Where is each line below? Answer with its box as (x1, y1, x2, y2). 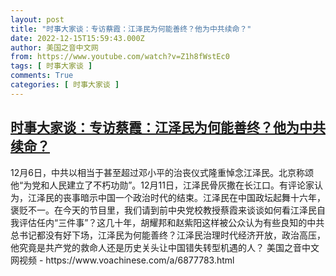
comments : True (10, 71, 74, 81)
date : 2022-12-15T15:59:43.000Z (10, 33, 145, 43)
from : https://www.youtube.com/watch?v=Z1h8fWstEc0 (10, 52, 230, 62)
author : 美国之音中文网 (10, 42, 99, 53)
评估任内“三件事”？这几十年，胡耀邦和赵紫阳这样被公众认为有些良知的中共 (18, 216, 325, 228)
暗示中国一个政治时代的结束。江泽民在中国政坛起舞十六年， (79, 191, 326, 203)
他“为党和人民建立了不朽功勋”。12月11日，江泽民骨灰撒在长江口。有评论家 (10, 179, 315, 191)
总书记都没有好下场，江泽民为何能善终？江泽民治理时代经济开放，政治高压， (10, 229, 326, 241)
